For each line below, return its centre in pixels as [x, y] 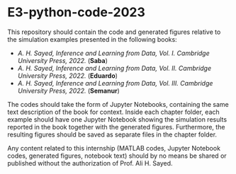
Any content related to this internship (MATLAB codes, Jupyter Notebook [114, 148]
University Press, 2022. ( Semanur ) [69, 91]
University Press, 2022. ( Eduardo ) [68, 76]
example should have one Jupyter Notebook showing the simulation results [117, 119]
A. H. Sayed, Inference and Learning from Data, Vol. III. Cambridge [115, 83]
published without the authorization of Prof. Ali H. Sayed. [90, 163]
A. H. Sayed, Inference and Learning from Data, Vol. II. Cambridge [114, 68]
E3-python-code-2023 [76, 12]
